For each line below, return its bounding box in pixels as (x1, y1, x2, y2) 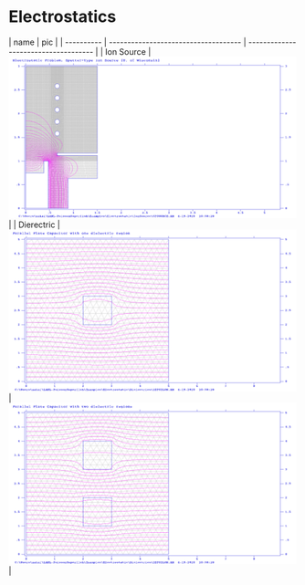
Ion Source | (105, 46, 152, 57)
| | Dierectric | (8, 219, 61, 230)
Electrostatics (8, 6, 117, 27)
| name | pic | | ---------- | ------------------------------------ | (8, 37, 247, 47)
